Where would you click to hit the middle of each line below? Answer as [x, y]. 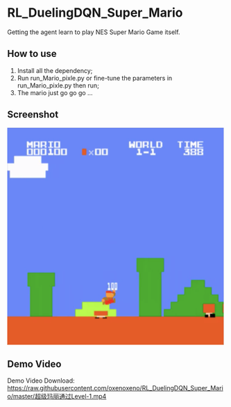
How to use [32, 54]
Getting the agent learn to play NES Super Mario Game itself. [94, 32]
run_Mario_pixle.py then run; [58, 85]
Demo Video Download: [41, 381]
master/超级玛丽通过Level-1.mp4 [60, 397]
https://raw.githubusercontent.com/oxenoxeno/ [75, 388]
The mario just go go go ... [55, 92]
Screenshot [33, 115]
